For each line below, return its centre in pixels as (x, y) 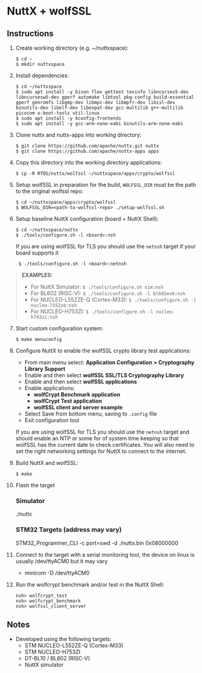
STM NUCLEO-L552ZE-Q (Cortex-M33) (74, 646)
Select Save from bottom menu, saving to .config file (91, 414)
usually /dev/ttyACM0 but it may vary (62, 561)
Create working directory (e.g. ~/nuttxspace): (72, 48)
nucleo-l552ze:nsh (54, 305)
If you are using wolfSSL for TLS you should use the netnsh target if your (106, 246)
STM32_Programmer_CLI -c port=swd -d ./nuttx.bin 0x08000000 (97, 543)
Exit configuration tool (52, 420)
